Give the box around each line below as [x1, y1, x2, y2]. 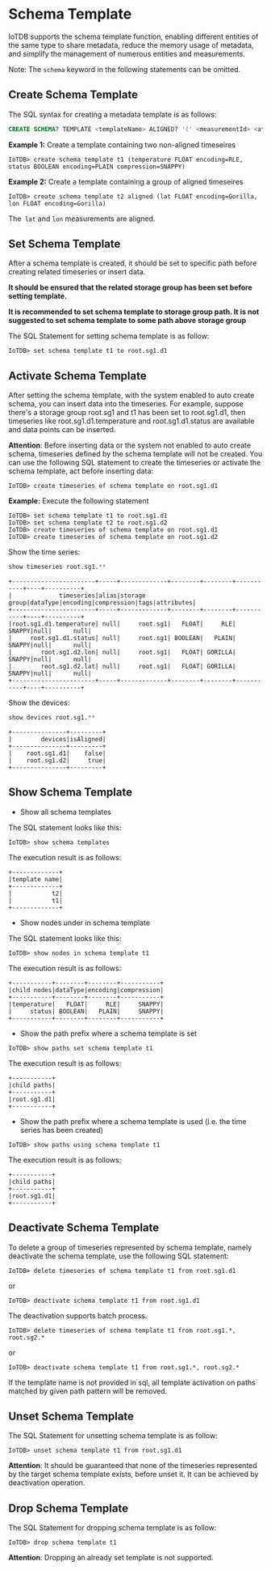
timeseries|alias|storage [59, 592, 147, 600]
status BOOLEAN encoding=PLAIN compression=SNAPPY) [8, 163, 186, 171]
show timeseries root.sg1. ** [8, 563, 106, 571]
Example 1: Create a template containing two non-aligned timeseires [8, 139, 236, 150]
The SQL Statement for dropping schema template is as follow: [8, 1523, 217, 1533]
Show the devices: [8, 698, 70, 708]
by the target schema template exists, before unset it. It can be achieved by [8, 1470, 259, 1479]
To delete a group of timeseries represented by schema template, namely [8, 1242, 252, 1252]
